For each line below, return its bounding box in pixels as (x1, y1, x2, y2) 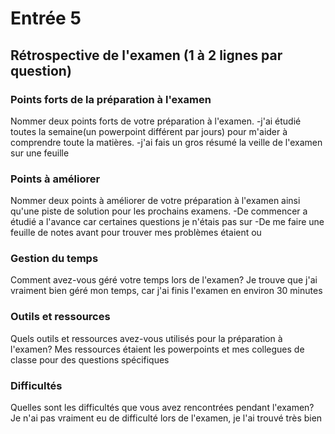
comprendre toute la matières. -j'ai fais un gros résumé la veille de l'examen (10, 136, 323, 148)
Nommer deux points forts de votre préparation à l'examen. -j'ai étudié (10, 115, 302, 127)
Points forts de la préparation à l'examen (10, 92, 212, 106)
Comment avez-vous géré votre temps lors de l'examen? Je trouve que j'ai (10, 274, 318, 286)
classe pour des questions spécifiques (10, 353, 170, 366)
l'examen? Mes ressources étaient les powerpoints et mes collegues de (10, 343, 305, 355)
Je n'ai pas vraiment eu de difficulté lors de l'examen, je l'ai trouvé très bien (10, 412, 323, 424)
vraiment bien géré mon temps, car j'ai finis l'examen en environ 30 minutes (10, 285, 323, 297)
